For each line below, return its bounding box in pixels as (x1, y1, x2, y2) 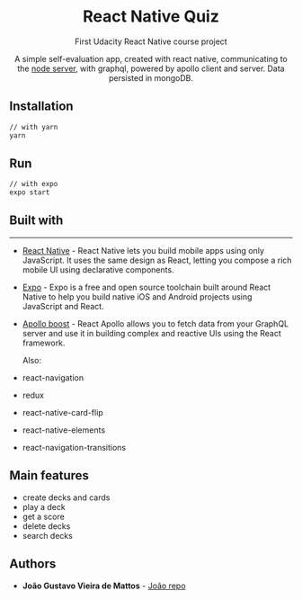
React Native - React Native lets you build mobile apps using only (22, 245, 265, 255)
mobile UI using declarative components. (22, 264, 174, 275)
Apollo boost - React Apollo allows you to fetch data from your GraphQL (22, 318, 289, 329)
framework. (22, 337, 66, 348)
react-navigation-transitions (22, 442, 127, 452)
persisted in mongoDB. (108, 72, 194, 83)
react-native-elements (22, 425, 106, 435)
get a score (22, 511, 65, 522)
